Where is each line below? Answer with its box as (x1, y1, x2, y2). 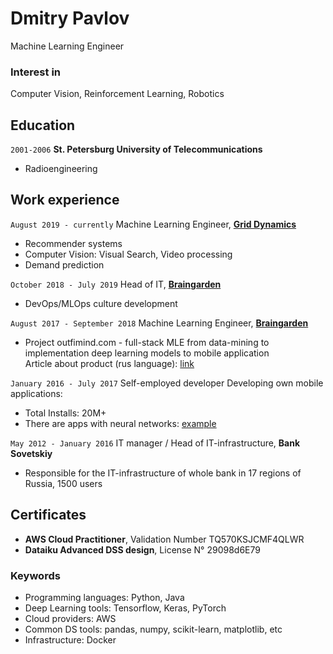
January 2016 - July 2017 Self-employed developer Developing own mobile (10, 377, 324, 389)
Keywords (10, 568, 61, 582)
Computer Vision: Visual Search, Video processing (24, 248, 233, 260)
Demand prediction (24, 258, 105, 271)
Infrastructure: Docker (24, 633, 117, 646)
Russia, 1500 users (24, 477, 103, 489)
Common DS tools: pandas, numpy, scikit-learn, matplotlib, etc (24, 623, 283, 635)
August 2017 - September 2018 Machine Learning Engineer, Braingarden (10, 317, 309, 329)
